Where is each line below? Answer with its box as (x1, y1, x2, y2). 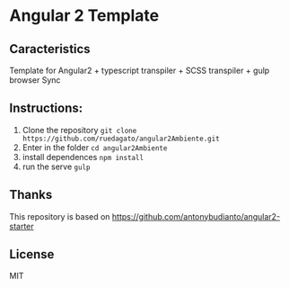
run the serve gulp (22, 161, 91, 172)
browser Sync (9, 75, 61, 85)
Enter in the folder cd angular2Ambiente (22, 141, 168, 153)
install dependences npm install (22, 151, 144, 162)
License (9, 247, 55, 262)
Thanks (9, 187, 53, 202)
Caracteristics (9, 41, 92, 57)
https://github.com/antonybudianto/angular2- (111, 211, 281, 221)
